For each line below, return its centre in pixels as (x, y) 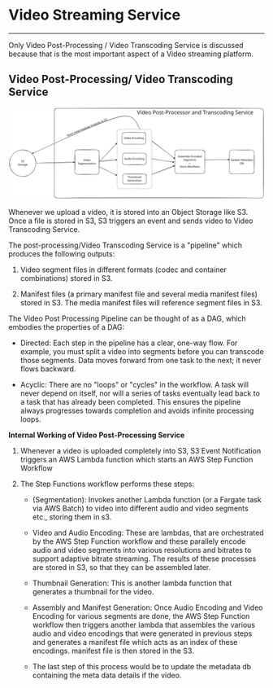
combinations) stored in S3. (66, 278)
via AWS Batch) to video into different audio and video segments (141, 508)
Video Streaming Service (95, 15)
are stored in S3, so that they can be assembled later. (121, 567)
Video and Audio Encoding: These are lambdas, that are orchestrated (148, 532)
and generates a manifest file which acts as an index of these (135, 642)
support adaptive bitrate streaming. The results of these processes (144, 559)
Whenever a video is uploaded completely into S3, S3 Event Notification (141, 450)
